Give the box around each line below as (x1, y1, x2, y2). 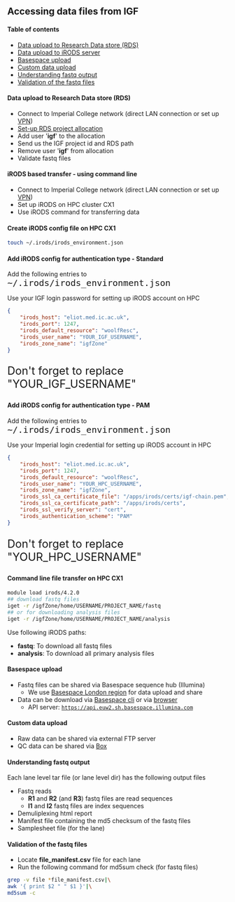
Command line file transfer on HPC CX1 (7, 573, 124, 582)
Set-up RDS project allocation (17, 124, 104, 132)
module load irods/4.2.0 (7, 589, 80, 596)
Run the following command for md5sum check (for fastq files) (17, 863, 199, 871)
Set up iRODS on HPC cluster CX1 (17, 201, 115, 208)
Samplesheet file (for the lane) (17, 824, 105, 833)
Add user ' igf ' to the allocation (17, 131, 106, 140)
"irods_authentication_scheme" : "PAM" (20, 513, 133, 520)
